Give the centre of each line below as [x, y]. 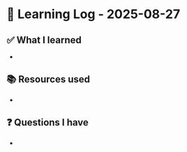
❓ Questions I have [47, 122]
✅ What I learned [44, 40]
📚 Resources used [48, 79]
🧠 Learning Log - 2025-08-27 [93, 14]
